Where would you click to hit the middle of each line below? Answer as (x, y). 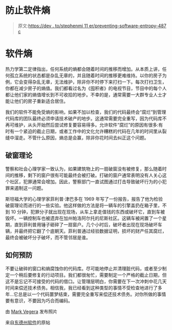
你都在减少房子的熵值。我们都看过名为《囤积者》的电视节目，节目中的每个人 (86, 88)
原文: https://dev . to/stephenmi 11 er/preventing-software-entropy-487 (92, 26)
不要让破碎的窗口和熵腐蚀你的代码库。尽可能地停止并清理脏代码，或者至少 (84, 268)
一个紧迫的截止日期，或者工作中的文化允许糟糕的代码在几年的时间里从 (88, 131)
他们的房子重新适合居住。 (41, 101)
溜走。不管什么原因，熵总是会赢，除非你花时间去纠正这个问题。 (81, 138)
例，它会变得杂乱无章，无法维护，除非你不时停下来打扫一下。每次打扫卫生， (86, 82)
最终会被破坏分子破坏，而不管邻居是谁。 (48, 237)
